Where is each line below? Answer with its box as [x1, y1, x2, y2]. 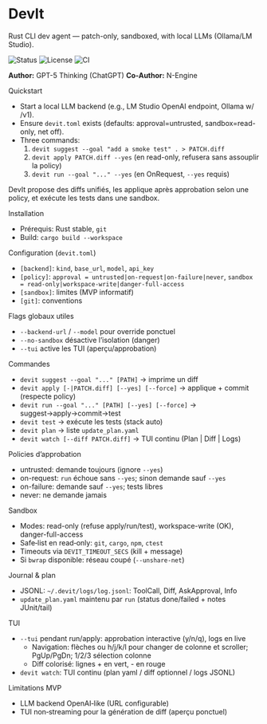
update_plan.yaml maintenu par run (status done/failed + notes [19, 594, 226, 604]
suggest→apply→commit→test [19, 408, 121, 418]
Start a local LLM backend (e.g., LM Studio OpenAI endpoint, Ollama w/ [19, 101, 255, 111]
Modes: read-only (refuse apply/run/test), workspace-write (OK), [19, 521, 234, 530]
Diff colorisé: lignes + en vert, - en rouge [31, 659, 166, 668]
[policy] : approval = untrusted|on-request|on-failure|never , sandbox [19, 272, 253, 281]
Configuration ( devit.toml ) [8, 248, 96, 258]
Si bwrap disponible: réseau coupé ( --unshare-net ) [19, 555, 185, 565]
